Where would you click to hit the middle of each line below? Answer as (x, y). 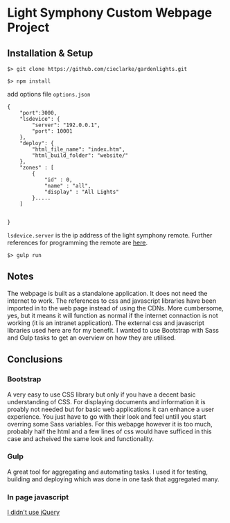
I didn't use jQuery (34, 513)
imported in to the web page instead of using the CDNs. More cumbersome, (115, 308)
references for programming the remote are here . (77, 242)
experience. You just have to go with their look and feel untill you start (107, 416)
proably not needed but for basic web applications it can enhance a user (111, 409)
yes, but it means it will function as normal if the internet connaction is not (113, 315)
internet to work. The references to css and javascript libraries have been (112, 301)
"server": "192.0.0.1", (66, 125)
